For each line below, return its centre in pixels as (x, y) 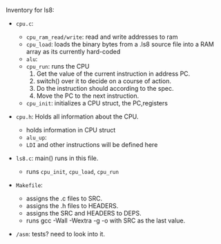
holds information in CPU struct (71, 130)
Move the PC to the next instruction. (88, 96)
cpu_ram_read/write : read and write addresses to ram (102, 37)
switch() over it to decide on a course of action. (104, 81)
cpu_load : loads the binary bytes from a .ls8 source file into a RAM (120, 44)
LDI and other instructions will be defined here (92, 145)
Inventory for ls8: (30, 10)
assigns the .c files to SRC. (64, 198)
